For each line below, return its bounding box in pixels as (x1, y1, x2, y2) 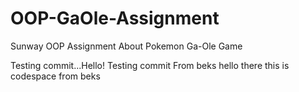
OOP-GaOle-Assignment (10, 7, 220, 30)
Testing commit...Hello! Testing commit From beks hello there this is (10, 59, 290, 71)
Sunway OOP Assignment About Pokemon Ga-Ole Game (10, 40, 243, 52)
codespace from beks (10, 70, 101, 82)
